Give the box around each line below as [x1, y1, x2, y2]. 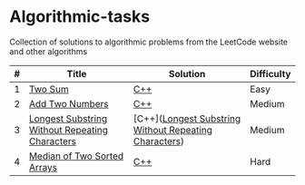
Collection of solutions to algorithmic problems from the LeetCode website [9, 36, 289, 47]
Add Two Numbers [28, 97, 109, 110]
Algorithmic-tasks [9, 6, 151, 27]
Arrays [28, 161, 57, 173]
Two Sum [28, 83, 70, 95]
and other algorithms [9, 45, 88, 56]
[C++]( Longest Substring [133, 112, 241, 124]
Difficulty [249, 67, 291, 80]
